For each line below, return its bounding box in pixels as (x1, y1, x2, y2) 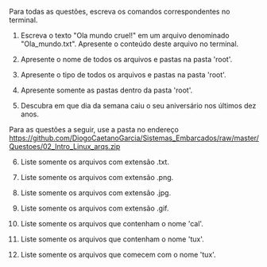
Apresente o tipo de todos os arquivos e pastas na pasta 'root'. (20, 70, 226, 79)
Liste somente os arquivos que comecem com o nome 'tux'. (20, 250, 217, 259)
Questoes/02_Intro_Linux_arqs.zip (9, 142, 121, 151)
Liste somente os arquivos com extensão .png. (20, 173, 174, 182)
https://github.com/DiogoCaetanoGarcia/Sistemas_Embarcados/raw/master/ (9, 133, 259, 143)
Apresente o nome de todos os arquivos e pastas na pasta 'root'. (20, 55, 233, 64)
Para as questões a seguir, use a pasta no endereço (9, 125, 180, 134)
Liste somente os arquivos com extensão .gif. (20, 203, 169, 213)
